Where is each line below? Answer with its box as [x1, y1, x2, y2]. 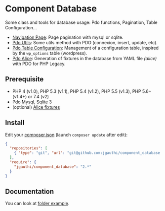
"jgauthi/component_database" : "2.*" [14, 164, 92, 169]
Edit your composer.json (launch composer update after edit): [5, 132, 128, 138]
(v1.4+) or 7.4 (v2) [12, 93, 49, 99]
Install [5, 119, 25, 127]
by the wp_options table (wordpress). [12, 50, 87, 56]
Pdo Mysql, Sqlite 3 [12, 99, 52, 105]
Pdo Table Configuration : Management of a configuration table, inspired [12, 45, 159, 51]
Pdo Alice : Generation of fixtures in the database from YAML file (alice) [12, 55, 157, 61]
